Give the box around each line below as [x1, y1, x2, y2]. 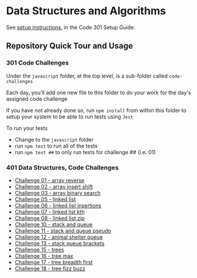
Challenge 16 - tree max [14, 252, 74, 259]
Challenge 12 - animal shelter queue [14, 233, 103, 241]
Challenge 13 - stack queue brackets [14, 239, 105, 247]
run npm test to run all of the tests [14, 142, 98, 149]
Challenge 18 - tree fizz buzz [14, 265, 85, 272]
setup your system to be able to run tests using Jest [6, 113, 134, 120]
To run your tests [6, 124, 48, 132]
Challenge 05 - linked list [14, 196, 76, 203]
